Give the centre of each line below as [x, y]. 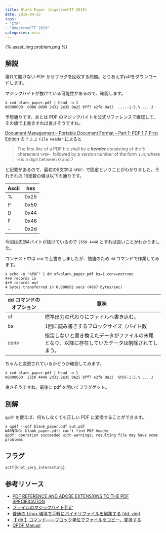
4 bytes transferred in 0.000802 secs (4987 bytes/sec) [64, 287]
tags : [11, 19]
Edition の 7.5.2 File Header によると [44, 139]
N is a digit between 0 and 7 [45, 159]
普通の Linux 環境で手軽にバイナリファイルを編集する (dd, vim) [76, 514]
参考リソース [24, 484]
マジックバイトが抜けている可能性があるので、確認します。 [65, 93]
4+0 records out [22, 283]
